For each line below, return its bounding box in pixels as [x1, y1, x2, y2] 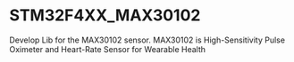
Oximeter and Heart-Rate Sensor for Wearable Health [9, 43, 206, 54]
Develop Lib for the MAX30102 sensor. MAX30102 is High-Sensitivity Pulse [9, 35, 286, 45]
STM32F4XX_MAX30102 [9, 5, 201, 26]
